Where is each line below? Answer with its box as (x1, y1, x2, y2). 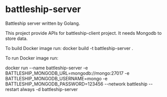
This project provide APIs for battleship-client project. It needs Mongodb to (5, 30, 162, 36)
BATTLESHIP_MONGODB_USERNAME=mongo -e (5, 75, 108, 81)
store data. (5, 35, 28, 41)
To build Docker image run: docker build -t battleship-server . (5, 45, 133, 51)
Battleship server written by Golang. (5, 20, 80, 26)
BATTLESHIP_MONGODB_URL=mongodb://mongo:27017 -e (5, 70, 130, 76)
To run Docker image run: (5, 55, 59, 61)
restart (5, 86, 19, 92)
